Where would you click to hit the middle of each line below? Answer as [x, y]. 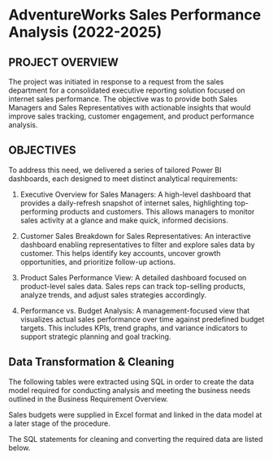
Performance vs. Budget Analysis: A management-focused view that [135, 310]
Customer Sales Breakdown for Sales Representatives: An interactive [136, 236]
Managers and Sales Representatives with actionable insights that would [130, 108]
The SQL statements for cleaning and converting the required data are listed [136, 439]
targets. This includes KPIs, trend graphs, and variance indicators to [134, 327]
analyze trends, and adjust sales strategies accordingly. [113, 295]
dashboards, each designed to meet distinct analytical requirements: [123, 178]
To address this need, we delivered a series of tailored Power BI [115, 170]
